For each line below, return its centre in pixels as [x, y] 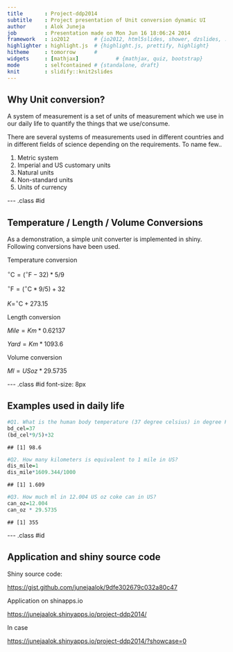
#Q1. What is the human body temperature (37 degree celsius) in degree [114, 422]
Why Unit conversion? [56, 99]
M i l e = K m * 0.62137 [36, 331]
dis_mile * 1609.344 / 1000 [42, 473]
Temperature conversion [42, 260]
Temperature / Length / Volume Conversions [105, 222]
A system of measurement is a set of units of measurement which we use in [115, 116]
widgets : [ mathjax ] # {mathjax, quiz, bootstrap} [105, 59]
